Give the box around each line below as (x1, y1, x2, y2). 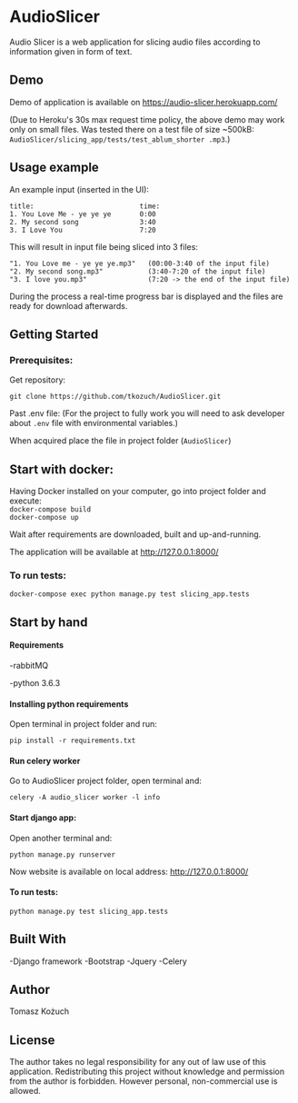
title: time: (9, 202, 161, 211)
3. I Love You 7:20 (9, 225, 156, 234)
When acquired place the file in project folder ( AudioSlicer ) (9, 435, 232, 446)
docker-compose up (9, 513, 79, 522)
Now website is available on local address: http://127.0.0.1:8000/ (9, 866, 249, 877)
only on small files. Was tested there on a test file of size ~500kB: (9, 124, 254, 134)
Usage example (9, 160, 100, 175)
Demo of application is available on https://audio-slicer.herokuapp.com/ (9, 96, 278, 107)
